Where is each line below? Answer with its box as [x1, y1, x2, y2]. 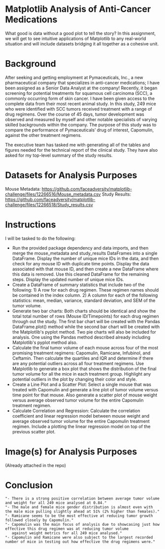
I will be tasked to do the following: [5, 235, 76, 241]
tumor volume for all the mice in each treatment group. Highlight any [12, 371, 151, 377]
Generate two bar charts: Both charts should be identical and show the [12, 308, 156, 314]
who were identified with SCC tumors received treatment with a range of [5, 106, 153, 112]
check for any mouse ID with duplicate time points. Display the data [12, 260, 149, 266]
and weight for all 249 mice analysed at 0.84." [5, 500, 107, 505]
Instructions [5, 219, 56, 230]
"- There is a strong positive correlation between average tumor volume [5, 496, 160, 501]
